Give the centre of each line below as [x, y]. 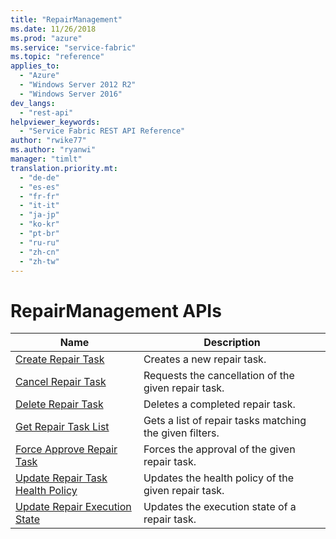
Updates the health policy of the [218, 478]
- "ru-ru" [39, 242]
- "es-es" [39, 187]
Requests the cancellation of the [219, 376]
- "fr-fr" [39, 196]
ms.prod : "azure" [46, 38]
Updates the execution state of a [220, 507]
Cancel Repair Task [61, 382]
